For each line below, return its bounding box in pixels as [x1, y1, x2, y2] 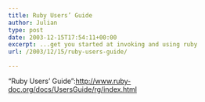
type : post [8, 26, 44, 34]
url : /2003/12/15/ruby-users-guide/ [8, 48, 128, 56]
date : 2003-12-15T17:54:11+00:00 [8, 33, 117, 42]
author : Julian [8, 19, 58, 27]
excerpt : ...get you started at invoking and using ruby [8, 41, 198, 49]
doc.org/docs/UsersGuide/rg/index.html [8, 85, 137, 94]
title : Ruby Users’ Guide [8, 11, 92, 20]
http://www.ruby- [75, 76, 131, 86]
